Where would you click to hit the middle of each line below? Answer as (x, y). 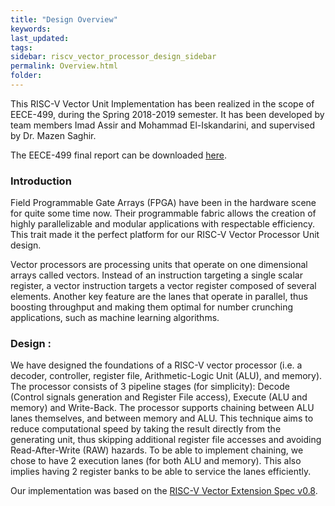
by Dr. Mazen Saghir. (53, 135)
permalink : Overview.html (64, 66)
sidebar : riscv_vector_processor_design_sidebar (113, 57)
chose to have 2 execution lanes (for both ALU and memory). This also (156, 461)
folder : (26, 76)
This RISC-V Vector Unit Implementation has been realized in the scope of (162, 103)
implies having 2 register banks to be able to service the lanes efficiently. (161, 472)
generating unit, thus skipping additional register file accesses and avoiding (166, 440)
